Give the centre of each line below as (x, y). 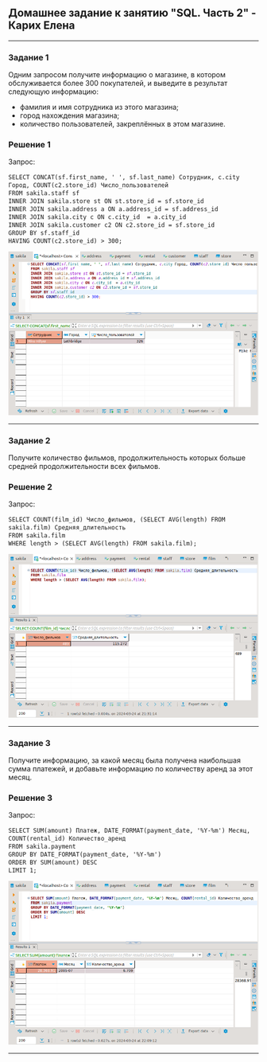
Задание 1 (29, 57)
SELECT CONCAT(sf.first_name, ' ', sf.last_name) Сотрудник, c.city (124, 178)
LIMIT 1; (23, 871)
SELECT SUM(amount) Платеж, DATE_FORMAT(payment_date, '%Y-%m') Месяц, (129, 831)
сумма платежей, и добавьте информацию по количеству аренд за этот (131, 768)
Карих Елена (42, 26)
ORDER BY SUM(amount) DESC (53, 863)
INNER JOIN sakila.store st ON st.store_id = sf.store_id (106, 201)
